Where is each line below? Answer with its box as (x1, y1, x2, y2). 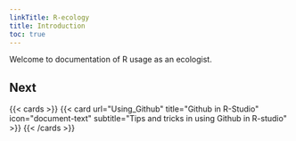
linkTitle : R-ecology (9, 12, 90, 22)
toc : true (9, 29, 46, 38)
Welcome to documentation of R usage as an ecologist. (9, 54, 212, 65)
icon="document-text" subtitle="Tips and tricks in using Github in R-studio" (9, 113, 287, 124)
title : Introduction (9, 21, 86, 30)
